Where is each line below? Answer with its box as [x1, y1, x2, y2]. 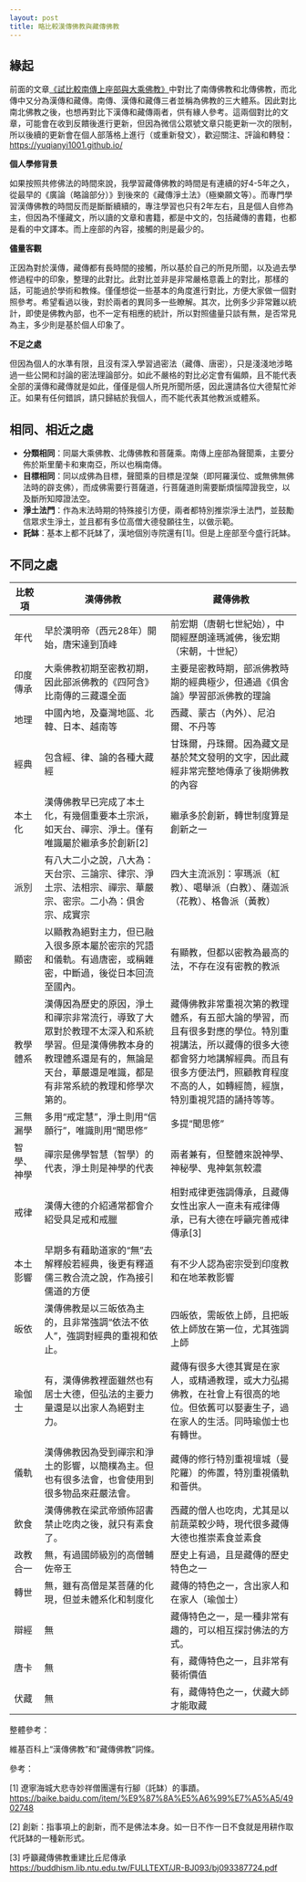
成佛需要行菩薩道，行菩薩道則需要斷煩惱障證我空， [90, 482, 282, 493]
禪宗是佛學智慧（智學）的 [44, 1147, 155, 1160]
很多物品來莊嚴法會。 [44, 1487, 137, 1500]
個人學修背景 [9, 159, 57, 170]
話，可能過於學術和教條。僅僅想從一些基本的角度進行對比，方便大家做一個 [9, 285, 289, 297]
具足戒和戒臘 [62, 1213, 118, 1226]
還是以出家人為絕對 [53, 1401, 137, 1414]
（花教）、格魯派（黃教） [169, 894, 276, 907]
